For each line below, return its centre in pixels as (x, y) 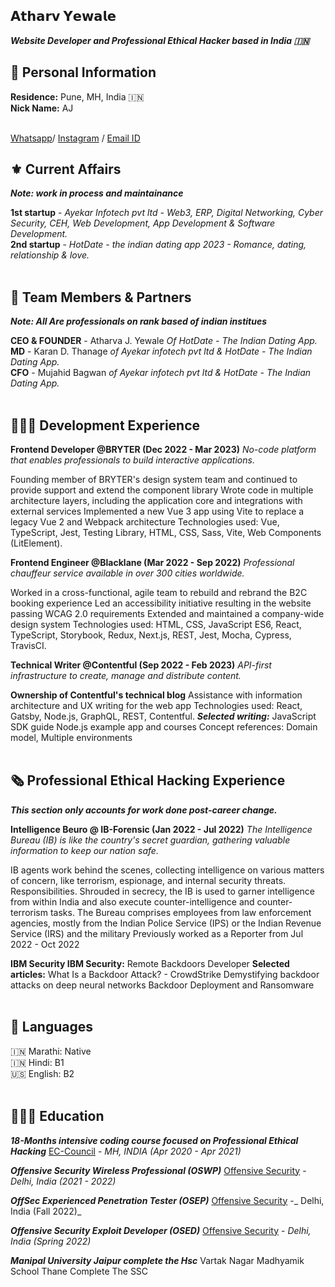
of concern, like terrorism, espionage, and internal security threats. (148, 880)
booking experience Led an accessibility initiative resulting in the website (161, 603)
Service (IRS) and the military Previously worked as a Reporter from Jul (157, 933)
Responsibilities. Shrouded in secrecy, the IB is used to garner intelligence (162, 891)
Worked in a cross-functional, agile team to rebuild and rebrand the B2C (159, 593)
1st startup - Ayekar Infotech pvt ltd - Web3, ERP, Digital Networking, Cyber (167, 213)
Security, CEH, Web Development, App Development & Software (143, 223)
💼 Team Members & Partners (101, 297)
